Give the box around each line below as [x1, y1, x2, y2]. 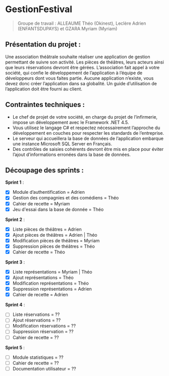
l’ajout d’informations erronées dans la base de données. [12, 151, 131, 157]
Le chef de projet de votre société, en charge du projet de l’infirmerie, [12, 114, 158, 120]
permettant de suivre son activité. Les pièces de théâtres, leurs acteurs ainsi [5, 59, 164, 65]
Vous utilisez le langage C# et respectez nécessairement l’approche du [12, 125, 160, 131]
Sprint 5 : [5, 344, 25, 350]
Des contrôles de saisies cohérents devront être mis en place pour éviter [12, 146, 164, 152]
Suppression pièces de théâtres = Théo [12, 243, 95, 249]
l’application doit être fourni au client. [5, 86, 82, 92]
